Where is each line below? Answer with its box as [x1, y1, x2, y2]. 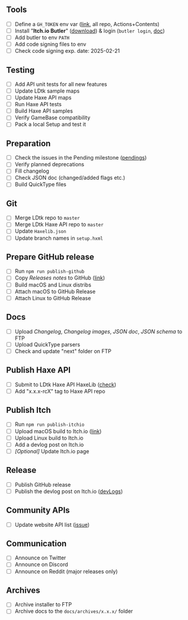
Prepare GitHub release [6, 252, 94, 262]
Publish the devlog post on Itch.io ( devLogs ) [14, 488, 123, 495]
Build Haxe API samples [14, 107, 73, 115]
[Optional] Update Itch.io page [14, 447, 90, 454]
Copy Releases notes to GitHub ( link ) [14, 274, 106, 281]
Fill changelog [14, 167, 49, 174]
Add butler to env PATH [14, 34, 70, 41]
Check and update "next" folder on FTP [14, 347, 111, 355]
